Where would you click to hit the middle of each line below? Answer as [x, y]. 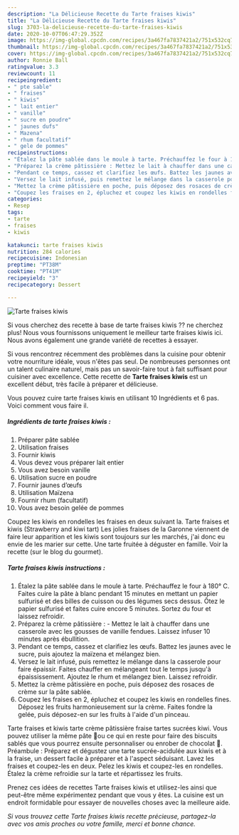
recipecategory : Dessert [44, 284]
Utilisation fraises [43, 447]
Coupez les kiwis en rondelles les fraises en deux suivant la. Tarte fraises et [118, 521]
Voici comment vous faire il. [48, 405]
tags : [15, 213]
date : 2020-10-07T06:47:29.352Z [55, 34]
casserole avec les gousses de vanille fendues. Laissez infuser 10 [114, 631]
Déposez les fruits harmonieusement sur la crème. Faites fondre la [115, 707]
